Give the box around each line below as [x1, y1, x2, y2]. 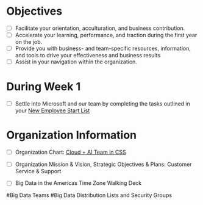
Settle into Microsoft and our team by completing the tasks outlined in [15, 100, 190, 107]
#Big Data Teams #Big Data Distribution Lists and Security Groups [6, 192, 173, 199]
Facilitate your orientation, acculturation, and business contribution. [15, 24, 185, 32]
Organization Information [6, 128, 137, 142]
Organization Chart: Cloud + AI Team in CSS [15, 148, 126, 156]
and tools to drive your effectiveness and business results [15, 52, 161, 59]
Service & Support [15, 168, 62, 175]
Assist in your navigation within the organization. [15, 58, 137, 65]
